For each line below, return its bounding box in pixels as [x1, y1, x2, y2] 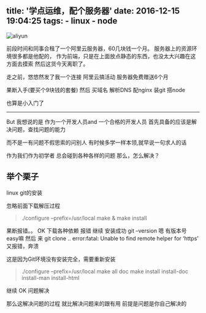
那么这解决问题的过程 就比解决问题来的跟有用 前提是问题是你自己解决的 [6, 299, 187, 307]
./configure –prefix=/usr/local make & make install [21, 214, 147, 222]
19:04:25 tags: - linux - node [6, 16, 118, 26]
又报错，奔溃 [6, 242, 39, 250]
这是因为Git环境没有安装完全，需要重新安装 [6, 255, 116, 263]
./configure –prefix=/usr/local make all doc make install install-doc [21, 268, 189, 275]
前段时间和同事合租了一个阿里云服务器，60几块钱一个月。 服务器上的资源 [6, 45, 192, 52]
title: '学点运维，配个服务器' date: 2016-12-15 [6, 6, 180, 17]
